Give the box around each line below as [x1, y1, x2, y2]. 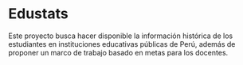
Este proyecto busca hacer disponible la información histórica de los [8, 31, 233, 40]
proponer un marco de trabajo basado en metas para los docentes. [8, 48, 229, 57]
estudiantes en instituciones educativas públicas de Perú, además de [8, 39, 236, 48]
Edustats [8, 5, 69, 23]
